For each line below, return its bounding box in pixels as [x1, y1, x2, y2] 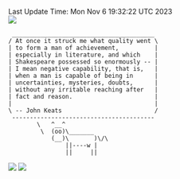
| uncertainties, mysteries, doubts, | [8, 79, 158, 87]
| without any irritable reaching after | [8, 86, 158, 94]
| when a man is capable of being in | [8, 72, 158, 80]
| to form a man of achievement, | [8, 44, 158, 52]
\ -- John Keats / [8, 107, 158, 115]
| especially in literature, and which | [8, 51, 158, 59]
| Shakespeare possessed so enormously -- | [8, 58, 158, 66]
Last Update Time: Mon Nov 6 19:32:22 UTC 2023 [8, 7, 173, 16]
